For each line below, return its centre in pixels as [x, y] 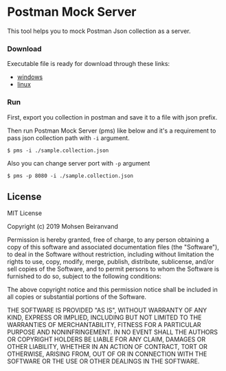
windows [30, 77]
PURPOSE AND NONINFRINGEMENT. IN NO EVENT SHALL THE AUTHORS [113, 332]
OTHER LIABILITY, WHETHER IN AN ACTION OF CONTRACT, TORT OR [107, 347]
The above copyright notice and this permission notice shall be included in [112, 290]
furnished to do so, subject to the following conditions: [84, 276]
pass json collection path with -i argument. [68, 137]
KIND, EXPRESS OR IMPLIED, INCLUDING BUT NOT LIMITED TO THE [104, 317]
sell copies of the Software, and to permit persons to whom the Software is [113, 269]
